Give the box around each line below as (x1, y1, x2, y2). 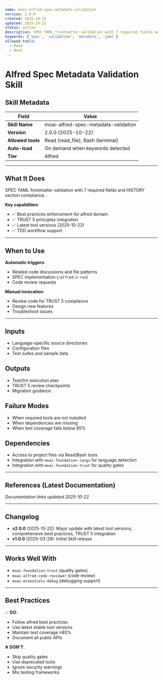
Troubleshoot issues (12, 308, 53, 314)
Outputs (5, 364, 31, 373)
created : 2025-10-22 (5, 16, 47, 21)
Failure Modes (5, 402, 49, 410)
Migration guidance (12, 388, 51, 394)
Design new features (12, 304, 54, 309)
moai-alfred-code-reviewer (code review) (12, 573, 96, 578)
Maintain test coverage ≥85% (12, 629, 72, 635)
